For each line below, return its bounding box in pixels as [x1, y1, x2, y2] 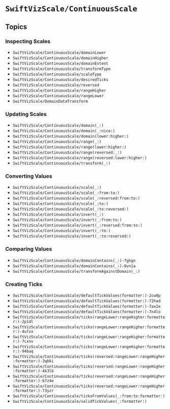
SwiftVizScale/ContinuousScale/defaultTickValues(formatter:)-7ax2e [12, 304, 161, 309]
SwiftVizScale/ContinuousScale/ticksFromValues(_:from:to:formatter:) [12, 394, 165, 399]
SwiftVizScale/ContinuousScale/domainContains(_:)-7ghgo [12, 258, 136, 263]
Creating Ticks [5, 280, 43, 287]
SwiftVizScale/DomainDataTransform [12, 99, 88, 104]
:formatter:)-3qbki [12, 359, 54, 364]
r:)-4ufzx [12, 329, 34, 334]
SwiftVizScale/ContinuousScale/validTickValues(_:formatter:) [12, 399, 147, 404]
